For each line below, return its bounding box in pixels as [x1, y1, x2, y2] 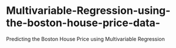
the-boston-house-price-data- [6, 16, 160, 29]
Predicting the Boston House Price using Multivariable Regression [6, 35, 165, 42]
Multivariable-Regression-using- [6, 4, 171, 17]
